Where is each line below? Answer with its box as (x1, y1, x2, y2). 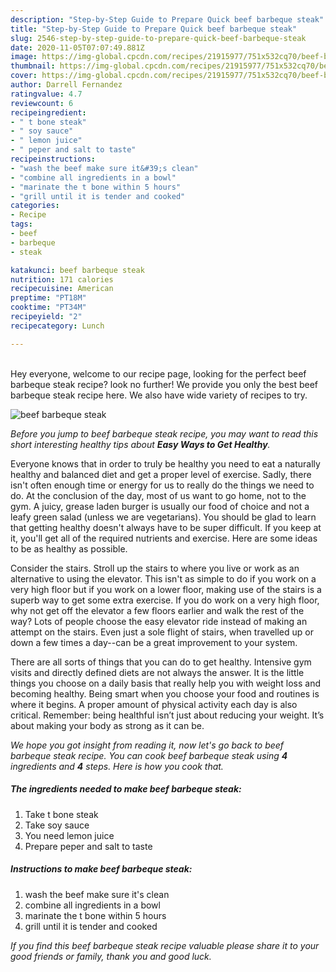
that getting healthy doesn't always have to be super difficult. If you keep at (10, 521, 322, 533)
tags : (10, 219, 33, 230)
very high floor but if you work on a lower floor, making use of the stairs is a (10, 583, 322, 595)
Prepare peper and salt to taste (24, 840, 153, 852)
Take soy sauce (24, 819, 90, 831)
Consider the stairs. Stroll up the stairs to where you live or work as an (10, 562, 300, 574)
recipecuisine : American (10, 284, 114, 294)
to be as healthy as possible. (10, 542, 128, 555)
